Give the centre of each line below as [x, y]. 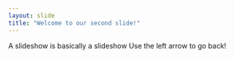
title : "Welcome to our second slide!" [74, 23]
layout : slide [32, 15]
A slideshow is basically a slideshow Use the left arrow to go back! [117, 45]
